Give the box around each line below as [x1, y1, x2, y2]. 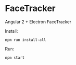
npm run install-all [5, 37, 47, 42]
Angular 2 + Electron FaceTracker [5, 19, 72, 25]
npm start [5, 55, 25, 60]
